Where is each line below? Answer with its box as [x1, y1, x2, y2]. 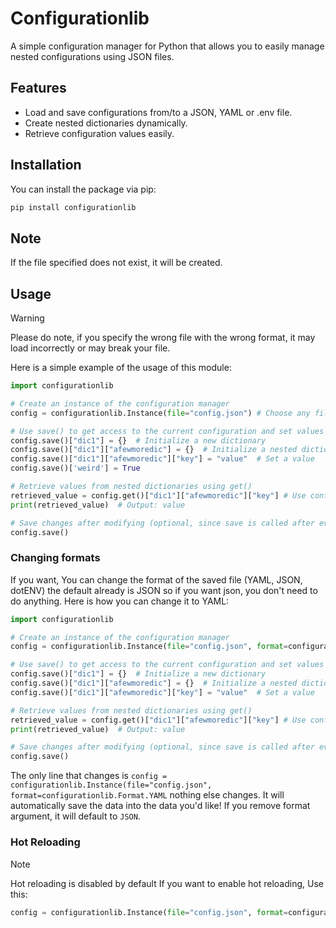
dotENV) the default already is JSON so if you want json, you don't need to [10, 584, 318, 596]
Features [10, 80, 67, 97]
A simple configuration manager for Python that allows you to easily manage [10, 40, 325, 52]
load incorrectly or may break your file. [10, 342, 171, 354]
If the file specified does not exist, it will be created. [10, 257, 223, 269]
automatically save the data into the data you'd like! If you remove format [10, 800, 311, 812]
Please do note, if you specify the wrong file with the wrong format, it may [10, 332, 316, 344]
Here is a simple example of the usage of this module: [10, 362, 232, 374]
